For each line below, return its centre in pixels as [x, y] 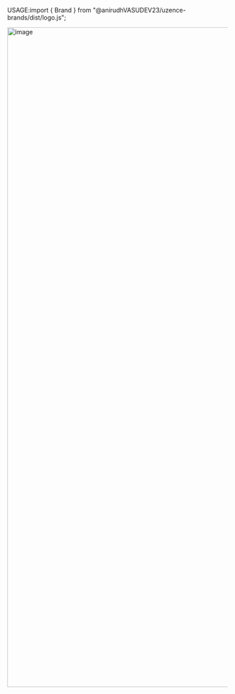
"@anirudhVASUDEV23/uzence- [140, 10]
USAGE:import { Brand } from [49, 10]
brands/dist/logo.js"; [37, 17]
